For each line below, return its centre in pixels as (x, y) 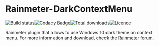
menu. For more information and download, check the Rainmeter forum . (80, 38)
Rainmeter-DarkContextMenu (69, 9)
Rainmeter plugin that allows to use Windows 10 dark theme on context (79, 32)
